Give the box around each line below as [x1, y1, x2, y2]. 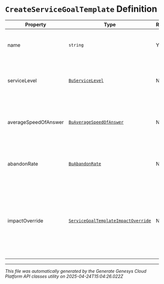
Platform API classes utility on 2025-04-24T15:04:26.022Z [5, 273, 123, 279]
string [68, 42, 84, 47]
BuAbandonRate [68, 161, 102, 166]
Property [25, 21, 46, 28]
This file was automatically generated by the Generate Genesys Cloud [5, 268, 146, 274]
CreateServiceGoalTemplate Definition [5, 3, 158, 15]
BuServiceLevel [68, 77, 104, 83]
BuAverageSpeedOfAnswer [68, 119, 124, 125]
